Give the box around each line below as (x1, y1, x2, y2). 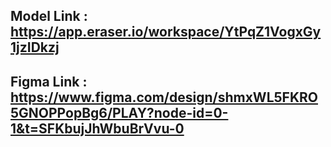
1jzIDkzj (10, 39, 60, 56)
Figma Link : (10, 73, 88, 90)
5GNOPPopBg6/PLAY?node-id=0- (10, 104, 229, 121)
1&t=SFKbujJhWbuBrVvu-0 (10, 120, 185, 137)
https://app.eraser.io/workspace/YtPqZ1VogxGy (10, 24, 322, 41)
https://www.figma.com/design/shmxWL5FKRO (10, 89, 318, 106)
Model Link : (10, 8, 88, 25)
